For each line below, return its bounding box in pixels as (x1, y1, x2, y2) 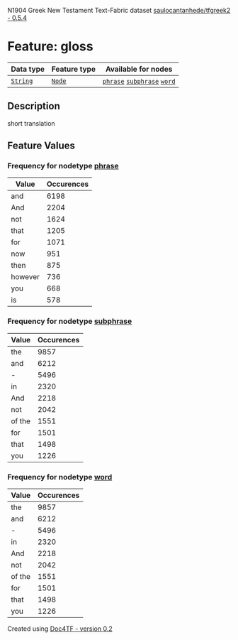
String (11, 77, 33, 85)
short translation (7, 119, 55, 127)
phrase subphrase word (102, 77, 176, 85)
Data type (11, 64, 45, 74)
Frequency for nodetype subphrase (7, 316, 132, 326)
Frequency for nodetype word (7, 472, 113, 482)
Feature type (51, 64, 96, 74)
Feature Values (7, 140, 76, 152)
